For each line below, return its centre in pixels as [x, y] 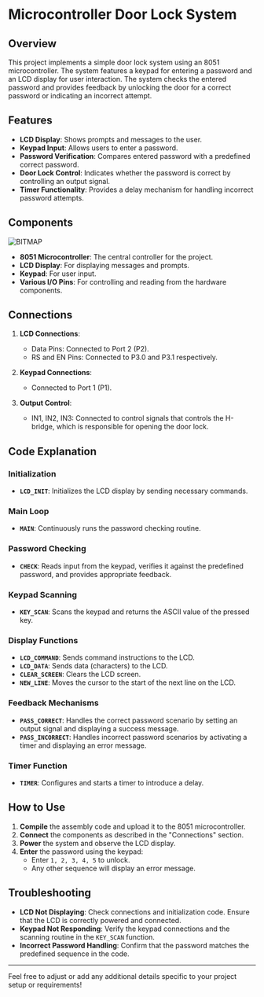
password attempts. [52, 197]
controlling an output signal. [65, 181]
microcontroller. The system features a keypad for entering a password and [130, 71]
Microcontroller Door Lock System [123, 15]
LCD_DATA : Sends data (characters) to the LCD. [93, 666]
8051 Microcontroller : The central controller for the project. [116, 256]
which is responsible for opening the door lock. [132, 427]
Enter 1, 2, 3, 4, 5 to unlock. [81, 859]
